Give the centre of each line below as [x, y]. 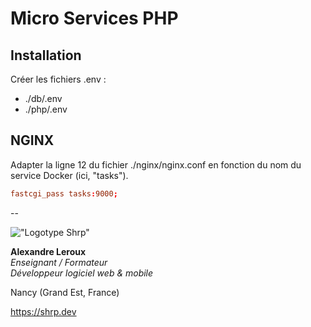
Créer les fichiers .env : [58, 79]
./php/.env [46, 109]
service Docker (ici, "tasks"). [69, 175]
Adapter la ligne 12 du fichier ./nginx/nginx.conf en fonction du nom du [156, 164]
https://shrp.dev [43, 311]
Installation [46, 55]
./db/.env [43, 98]
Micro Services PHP [94, 18]
